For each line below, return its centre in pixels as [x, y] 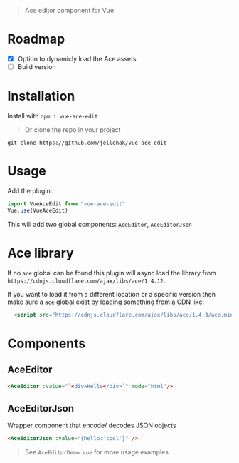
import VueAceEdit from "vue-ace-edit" [67, 204]
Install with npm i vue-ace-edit [53, 116]
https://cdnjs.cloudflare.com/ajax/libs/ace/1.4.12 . [86, 280]
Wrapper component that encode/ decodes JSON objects [92, 426]
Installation [41, 96]
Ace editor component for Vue [69, 10]
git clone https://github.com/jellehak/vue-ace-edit [87, 143]
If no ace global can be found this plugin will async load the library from [112, 273]
